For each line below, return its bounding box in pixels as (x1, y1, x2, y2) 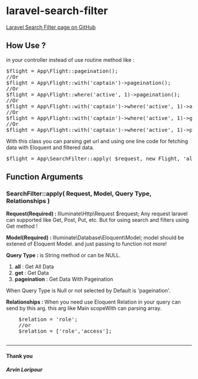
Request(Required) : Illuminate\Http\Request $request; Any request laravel (6, 210, 188, 217)
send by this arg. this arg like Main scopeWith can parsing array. (6, 305, 162, 312)
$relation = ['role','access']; (18, 328, 112, 335)
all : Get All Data (14, 263, 54, 270)
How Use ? (6, 41, 46, 51)
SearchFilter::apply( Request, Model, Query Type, (6, 189, 151, 198)
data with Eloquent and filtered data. (6, 144, 94, 151)
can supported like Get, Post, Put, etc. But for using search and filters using (6, 217, 189, 224)
